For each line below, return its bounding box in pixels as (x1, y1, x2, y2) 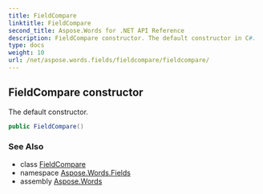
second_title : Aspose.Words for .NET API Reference (8, 26, 184, 34)
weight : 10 (8, 49, 45, 57)
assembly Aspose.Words (19, 176, 103, 186)
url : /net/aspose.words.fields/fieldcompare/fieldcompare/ (8, 57, 210, 65)
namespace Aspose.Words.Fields (19, 168, 131, 177)
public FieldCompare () (8, 122, 84, 130)
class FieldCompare (19, 159, 87, 168)
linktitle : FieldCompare (8, 19, 91, 27)
